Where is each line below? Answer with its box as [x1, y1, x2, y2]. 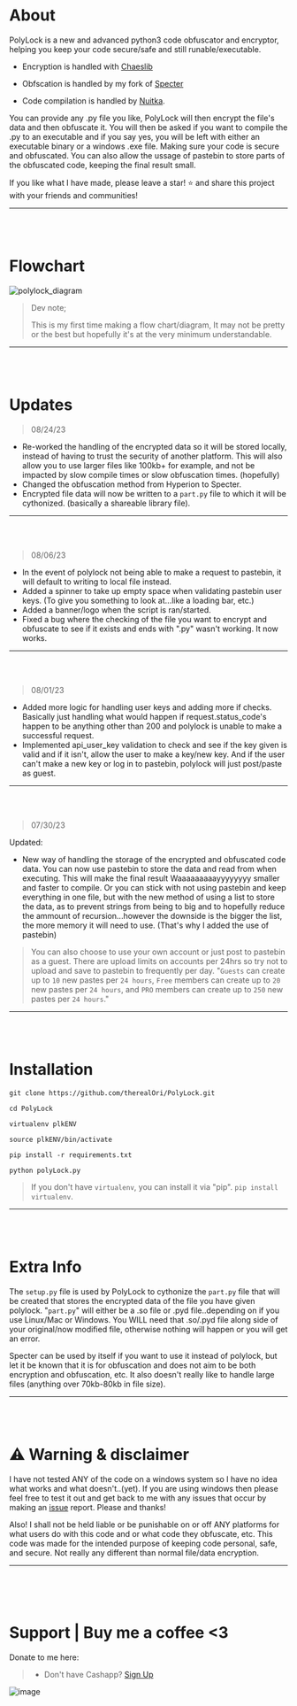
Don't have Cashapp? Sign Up [43, 1669, 154, 1679]
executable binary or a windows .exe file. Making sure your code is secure [9, 141, 280, 151]
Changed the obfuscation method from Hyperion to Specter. [21, 479, 242, 490]
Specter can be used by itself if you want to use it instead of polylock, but [9, 1350, 278, 1361]
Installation [9, 1060, 94, 1079]
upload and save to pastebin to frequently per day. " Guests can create [30, 965, 286, 976]
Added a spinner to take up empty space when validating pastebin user [21, 585, 283, 596]
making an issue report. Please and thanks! [9, 1501, 166, 1512]
